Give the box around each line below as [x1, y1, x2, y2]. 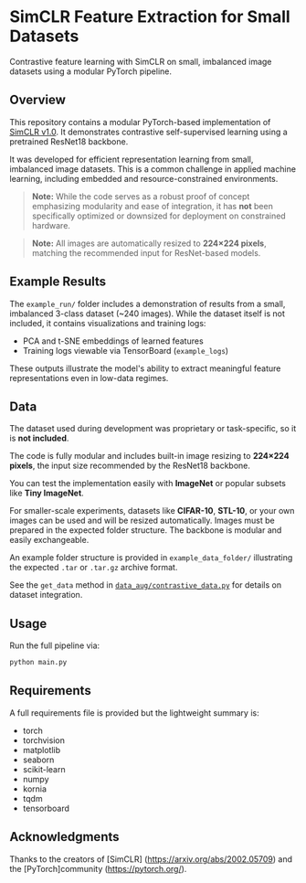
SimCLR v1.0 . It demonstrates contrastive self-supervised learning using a [9, 126, 288, 137]
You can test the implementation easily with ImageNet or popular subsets [9, 478, 286, 489]
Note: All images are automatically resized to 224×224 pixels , [31, 238, 267, 249]
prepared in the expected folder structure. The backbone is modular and [9, 525, 282, 536]
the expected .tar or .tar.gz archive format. [9, 562, 178, 573]
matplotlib [22, 744, 61, 755]
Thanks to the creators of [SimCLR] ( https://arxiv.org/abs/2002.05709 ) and [9, 853, 293, 865]
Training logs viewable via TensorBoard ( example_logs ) [22, 345, 229, 356]
